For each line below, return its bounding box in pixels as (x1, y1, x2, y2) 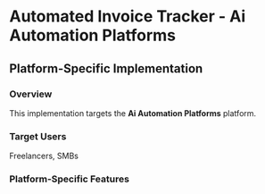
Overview (9, 88, 53, 100)
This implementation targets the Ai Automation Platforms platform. (9, 107, 257, 118)
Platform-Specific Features (9, 173, 129, 185)
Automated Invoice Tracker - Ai (9, 6, 246, 27)
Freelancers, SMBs (9, 150, 79, 162)
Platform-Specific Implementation (9, 61, 203, 76)
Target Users (9, 130, 67, 142)
